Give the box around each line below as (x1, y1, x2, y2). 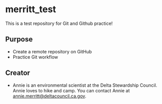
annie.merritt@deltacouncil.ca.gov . (12, 93, 87, 99)
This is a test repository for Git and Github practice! (5, 20, 113, 26)
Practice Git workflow (12, 54, 59, 60)
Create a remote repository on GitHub (12, 48, 92, 54)
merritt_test (5, 4, 57, 15)
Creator (5, 68, 31, 77)
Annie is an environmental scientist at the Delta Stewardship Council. (12, 82, 157, 88)
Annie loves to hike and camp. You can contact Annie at (12, 87, 130, 93)
